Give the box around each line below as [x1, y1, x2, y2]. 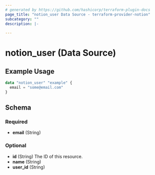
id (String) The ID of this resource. [12, 153, 83, 160]
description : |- [5, 21, 39, 26]
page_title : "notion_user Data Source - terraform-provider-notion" [5, 12, 151, 17]
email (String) [12, 130, 41, 136]
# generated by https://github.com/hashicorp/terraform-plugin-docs [5, 7, 151, 12]
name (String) [12, 159, 41, 165]
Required [5, 118, 28, 125]
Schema [5, 103, 31, 112]
